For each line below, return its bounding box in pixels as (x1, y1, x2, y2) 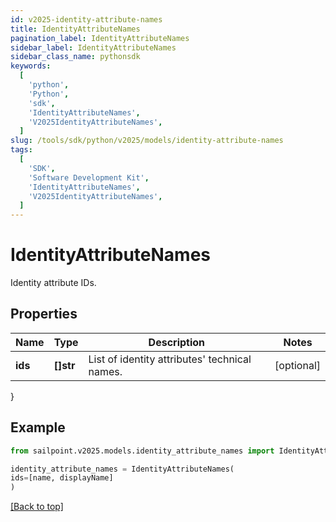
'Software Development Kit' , (28, 172, 150, 183)
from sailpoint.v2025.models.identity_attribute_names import (10, 446, 275, 456)
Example (10, 419, 66, 436)
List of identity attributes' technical (88, 352, 252, 366)
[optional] (274, 358, 321, 372)
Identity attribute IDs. (10, 277, 97, 289)
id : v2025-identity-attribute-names (10, 14, 163, 25)
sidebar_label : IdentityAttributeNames (10, 42, 177, 53)
